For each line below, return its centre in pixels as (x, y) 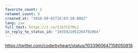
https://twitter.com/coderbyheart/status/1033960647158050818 (69, 46)
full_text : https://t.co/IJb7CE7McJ (42, 27)
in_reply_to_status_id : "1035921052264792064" (53, 32)
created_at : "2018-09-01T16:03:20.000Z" (46, 18)
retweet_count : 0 (23, 14)
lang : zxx (15, 23)
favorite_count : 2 (23, 9)
